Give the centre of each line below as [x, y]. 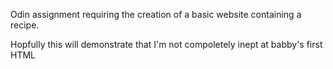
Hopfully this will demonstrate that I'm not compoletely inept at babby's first [166, 44]
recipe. [25, 25]
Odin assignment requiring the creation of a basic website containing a [156, 14]
